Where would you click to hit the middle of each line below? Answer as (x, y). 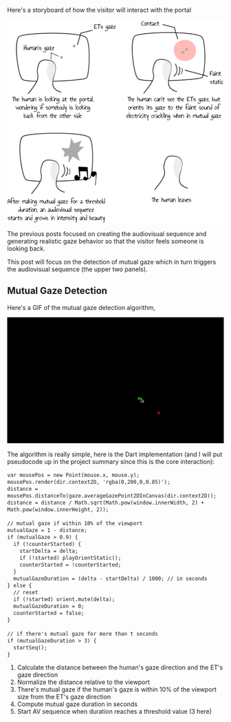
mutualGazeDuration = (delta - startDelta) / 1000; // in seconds (110, 579)
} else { (20, 586)
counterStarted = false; (49, 614)
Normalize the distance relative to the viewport (83, 682)
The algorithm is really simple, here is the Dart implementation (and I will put (115, 454)
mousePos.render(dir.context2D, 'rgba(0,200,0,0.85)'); (89, 482)
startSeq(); (31, 648)
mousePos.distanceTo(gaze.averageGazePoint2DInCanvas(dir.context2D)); (112, 496)
